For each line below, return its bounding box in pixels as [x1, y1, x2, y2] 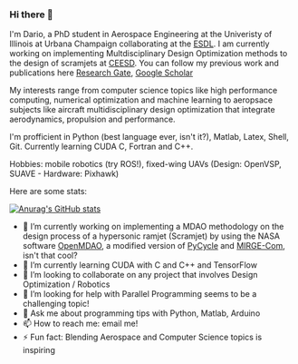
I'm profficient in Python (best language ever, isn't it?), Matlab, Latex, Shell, [9, 132, 290, 143]
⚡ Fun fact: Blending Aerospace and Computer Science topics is [22, 331, 263, 343]
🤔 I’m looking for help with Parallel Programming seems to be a [22, 289, 257, 300]
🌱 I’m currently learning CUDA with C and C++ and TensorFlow [22, 260, 258, 271]
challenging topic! [22, 299, 90, 310]
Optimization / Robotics [22, 279, 111, 290]
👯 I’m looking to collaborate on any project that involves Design [22, 270, 258, 280]
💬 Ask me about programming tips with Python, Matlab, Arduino [22, 308, 261, 319]
